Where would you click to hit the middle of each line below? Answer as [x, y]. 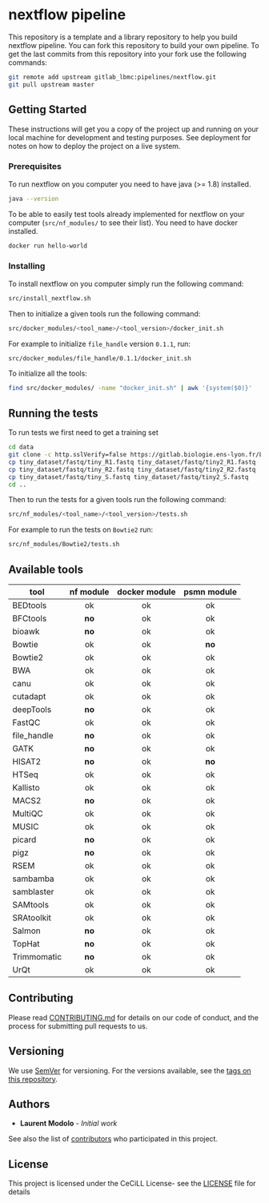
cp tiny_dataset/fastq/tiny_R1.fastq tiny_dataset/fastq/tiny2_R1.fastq [132, 462]
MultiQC [28, 813]
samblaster [33, 891]
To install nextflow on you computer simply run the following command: [126, 284]
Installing [27, 266]
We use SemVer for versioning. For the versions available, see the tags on [130, 1070]
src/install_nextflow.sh [50, 298]
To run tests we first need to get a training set [83, 433]
